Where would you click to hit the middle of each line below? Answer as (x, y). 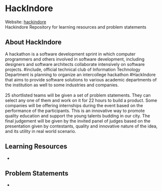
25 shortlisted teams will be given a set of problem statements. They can (78, 95)
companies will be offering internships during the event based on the (74, 105)
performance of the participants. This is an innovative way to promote (75, 111)
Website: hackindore (26, 22)
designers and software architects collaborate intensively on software (75, 64)
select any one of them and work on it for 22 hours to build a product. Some (81, 100)
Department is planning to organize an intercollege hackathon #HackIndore (80, 74)
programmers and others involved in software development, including (75, 59)
